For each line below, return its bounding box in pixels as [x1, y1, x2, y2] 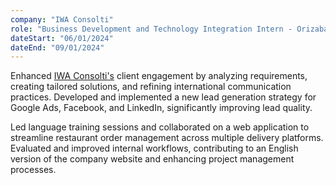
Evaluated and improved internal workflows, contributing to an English [10, 142, 299, 155]
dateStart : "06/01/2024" [10, 33, 114, 43]
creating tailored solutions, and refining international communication [10, 81, 292, 93]
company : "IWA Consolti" [10, 14, 114, 25]
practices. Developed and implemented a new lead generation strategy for [10, 91, 317, 103]
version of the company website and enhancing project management [10, 153, 295, 165]
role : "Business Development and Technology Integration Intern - [10, 24, 293, 34]
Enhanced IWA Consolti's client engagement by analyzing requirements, [10, 70, 308, 82]
